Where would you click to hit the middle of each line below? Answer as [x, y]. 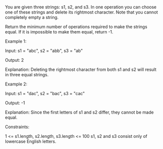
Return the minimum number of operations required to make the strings [76, 27]
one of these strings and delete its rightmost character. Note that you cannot [81, 12]
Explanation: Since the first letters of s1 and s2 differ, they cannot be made [79, 112]
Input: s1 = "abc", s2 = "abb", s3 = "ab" [44, 51]
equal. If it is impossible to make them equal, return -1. [59, 32]
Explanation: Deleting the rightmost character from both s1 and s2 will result [81, 69]
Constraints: [17, 127]
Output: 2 [15, 60]
